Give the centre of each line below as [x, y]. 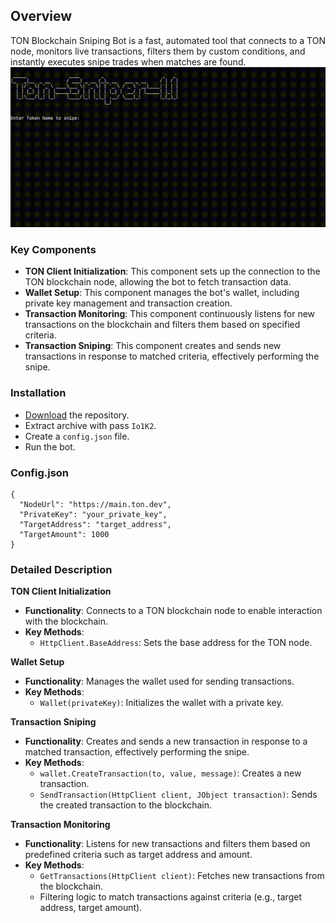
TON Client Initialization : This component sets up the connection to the [172, 271]
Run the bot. [50, 446]
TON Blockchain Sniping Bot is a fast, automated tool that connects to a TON [168, 40]
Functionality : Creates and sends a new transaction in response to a [166, 741]
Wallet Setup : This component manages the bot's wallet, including [162, 293]
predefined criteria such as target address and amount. [138, 855]
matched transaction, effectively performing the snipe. [137, 752]
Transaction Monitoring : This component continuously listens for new [170, 314]
